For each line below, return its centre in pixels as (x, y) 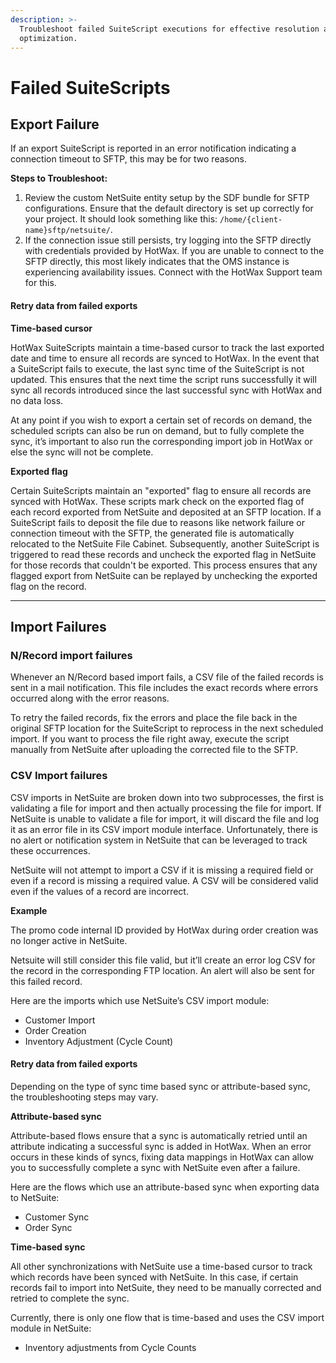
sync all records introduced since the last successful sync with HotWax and (166, 390)
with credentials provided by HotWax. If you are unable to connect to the (174, 251)
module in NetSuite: (51, 1328)
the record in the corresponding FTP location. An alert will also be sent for (162, 970)
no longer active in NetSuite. (69, 940)
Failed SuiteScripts (90, 87)
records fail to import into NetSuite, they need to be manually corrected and (166, 1287)
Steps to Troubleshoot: (59, 178)
